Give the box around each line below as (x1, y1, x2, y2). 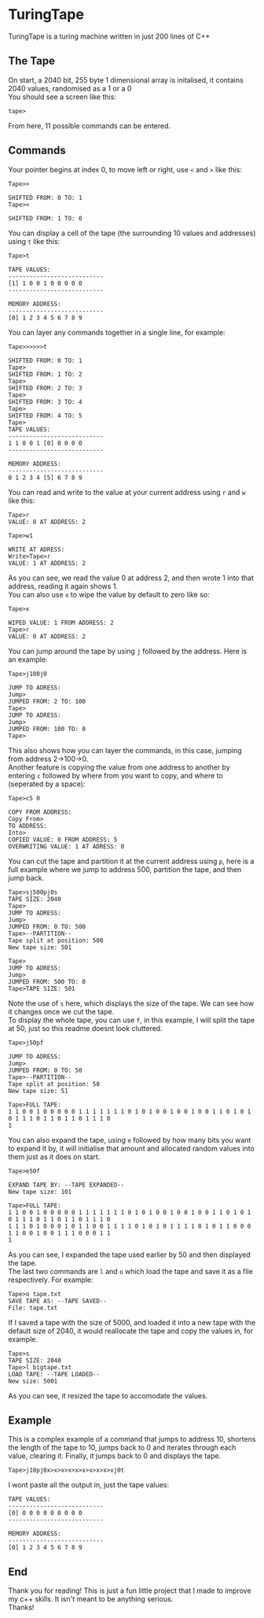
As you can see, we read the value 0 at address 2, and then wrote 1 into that (8, 573, 254, 582)
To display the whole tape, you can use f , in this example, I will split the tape (8, 1015, 255, 1025)
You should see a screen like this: (8, 92, 116, 102)
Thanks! (8, 1603, 35, 1612)
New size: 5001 (8, 1377, 58, 1385)
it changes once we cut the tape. (8, 1007, 115, 1016)
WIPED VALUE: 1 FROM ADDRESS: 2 (8, 619, 114, 626)
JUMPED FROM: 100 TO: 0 (8, 725, 86, 733)
